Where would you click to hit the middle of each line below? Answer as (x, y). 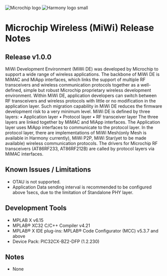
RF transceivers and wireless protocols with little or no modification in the (81, 101)
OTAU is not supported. (36, 181)
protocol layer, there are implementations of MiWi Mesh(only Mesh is (76, 133)
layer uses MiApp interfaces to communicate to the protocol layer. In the (79, 127)
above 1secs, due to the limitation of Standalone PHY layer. (73, 192)
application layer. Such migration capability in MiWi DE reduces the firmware (84, 106)
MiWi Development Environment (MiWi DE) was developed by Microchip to (82, 69)
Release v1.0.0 (28, 57)
